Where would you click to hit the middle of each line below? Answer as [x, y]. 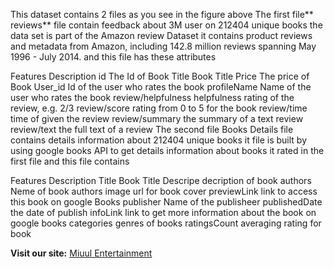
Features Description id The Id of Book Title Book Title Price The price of [160, 76]
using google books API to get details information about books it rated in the [167, 150]
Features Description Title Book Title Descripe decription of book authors [161, 180]
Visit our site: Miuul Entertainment [81, 253]
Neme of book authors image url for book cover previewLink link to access [164, 191]
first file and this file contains [70, 161]
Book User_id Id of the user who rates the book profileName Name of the [161, 87]
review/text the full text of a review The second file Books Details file [152, 129]
